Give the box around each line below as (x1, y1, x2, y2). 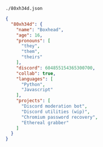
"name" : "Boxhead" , (16, 26, 64, 32)
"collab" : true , (16, 71, 57, 76)
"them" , (21, 49, 41, 55)
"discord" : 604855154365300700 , (16, 65, 95, 71)
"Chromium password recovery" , (21, 114, 98, 120)
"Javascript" (21, 87, 54, 93)
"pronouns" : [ (16, 38, 51, 44)
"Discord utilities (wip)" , (21, 109, 91, 115)
